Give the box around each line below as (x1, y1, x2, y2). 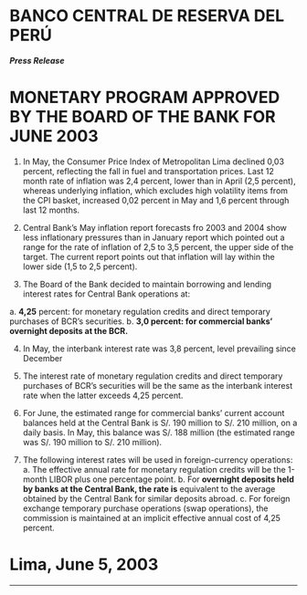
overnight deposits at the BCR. (9, 325, 129, 336)
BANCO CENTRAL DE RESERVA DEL (9, 5, 285, 26)
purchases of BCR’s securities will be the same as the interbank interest (22, 380, 293, 391)
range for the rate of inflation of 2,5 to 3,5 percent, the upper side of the (22, 241, 294, 252)
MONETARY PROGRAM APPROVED (9, 88, 281, 108)
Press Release (9, 55, 65, 66)
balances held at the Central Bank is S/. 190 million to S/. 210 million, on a (22, 417, 298, 428)
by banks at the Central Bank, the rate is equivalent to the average (22, 483, 276, 494)
